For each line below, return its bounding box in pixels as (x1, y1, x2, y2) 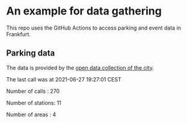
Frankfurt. (6, 30, 31, 37)
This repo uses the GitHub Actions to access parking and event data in (6, 24, 182, 31)
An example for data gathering (6, 4, 162, 18)
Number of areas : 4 (6, 110, 56, 118)
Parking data (6, 48, 55, 58)
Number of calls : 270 (6, 87, 60, 95)
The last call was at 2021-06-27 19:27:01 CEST (6, 75, 121, 83)
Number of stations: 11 (6, 99, 61, 106)
